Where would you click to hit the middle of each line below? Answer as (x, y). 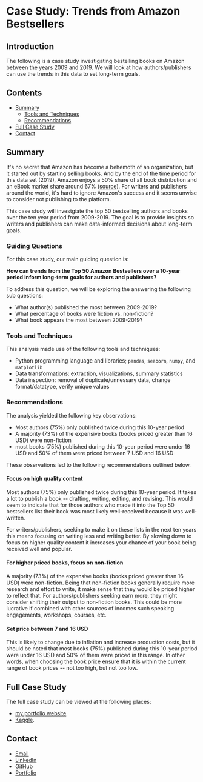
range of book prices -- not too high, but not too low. (72, 668)
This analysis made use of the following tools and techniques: (83, 349)
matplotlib (29, 368)
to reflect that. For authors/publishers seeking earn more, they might (92, 595)
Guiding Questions (34, 246)
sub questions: (25, 295)
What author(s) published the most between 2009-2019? (86, 307)
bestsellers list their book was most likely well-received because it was (95, 511)
